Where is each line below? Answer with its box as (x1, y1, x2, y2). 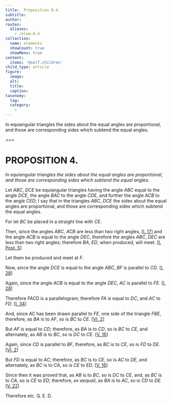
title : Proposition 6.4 (5, 7, 58, 13)
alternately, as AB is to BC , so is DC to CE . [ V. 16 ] (5, 331, 109, 338)
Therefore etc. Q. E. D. (5, 392, 52, 399)
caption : (10, 88, 29, 94)
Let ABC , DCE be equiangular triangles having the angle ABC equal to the (5, 187, 160, 193)
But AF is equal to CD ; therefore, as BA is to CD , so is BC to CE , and (5, 326, 148, 332)
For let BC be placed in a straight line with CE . (5, 218, 102, 225)
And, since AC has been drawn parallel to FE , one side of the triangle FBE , (5, 310, 161, 317)
